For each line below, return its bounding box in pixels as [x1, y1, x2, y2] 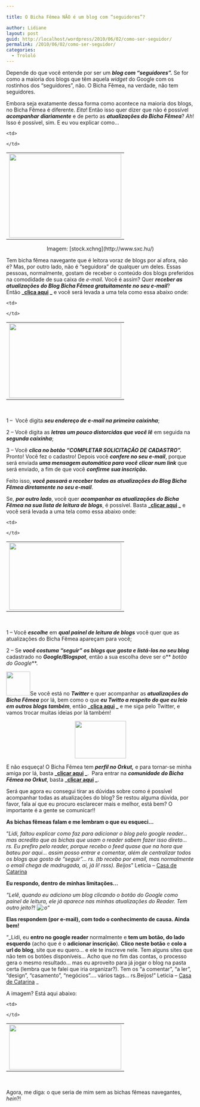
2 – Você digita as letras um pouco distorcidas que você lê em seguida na [6, 428, 190, 435]
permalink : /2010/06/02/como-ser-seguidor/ [6, 41, 116, 48]
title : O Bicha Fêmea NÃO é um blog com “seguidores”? [6, 14, 146, 20]
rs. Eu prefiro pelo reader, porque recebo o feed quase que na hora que [6, 842, 183, 849]
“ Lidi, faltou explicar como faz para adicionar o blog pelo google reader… [6, 830, 188, 837]
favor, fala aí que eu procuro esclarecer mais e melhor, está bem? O [6, 800, 173, 807]
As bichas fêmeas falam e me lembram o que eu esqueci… [6, 818, 154, 825]
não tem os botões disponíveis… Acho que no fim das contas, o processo [6, 952, 187, 960]
